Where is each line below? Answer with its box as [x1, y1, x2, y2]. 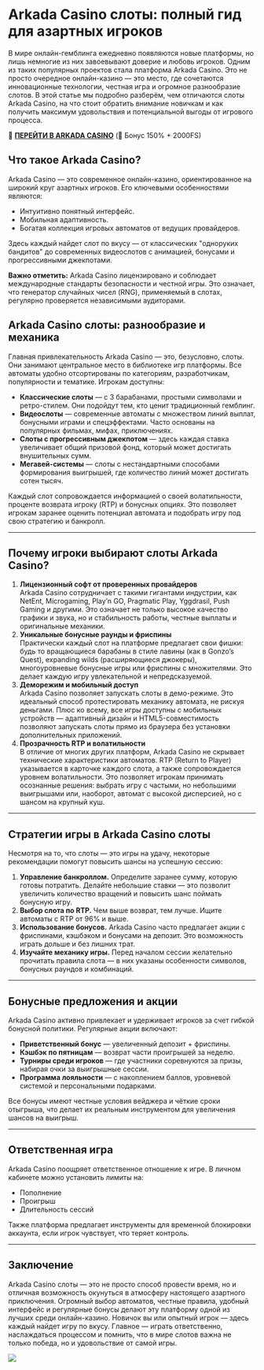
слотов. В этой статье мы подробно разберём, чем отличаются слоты [8, 90, 245, 99]
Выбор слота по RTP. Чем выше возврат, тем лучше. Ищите [19, 906, 222, 915]
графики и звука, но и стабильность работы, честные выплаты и [19, 613, 237, 623]
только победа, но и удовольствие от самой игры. [8, 1338, 178, 1347]
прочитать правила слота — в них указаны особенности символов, [19, 956, 247, 966]
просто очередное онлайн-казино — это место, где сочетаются [8, 73, 224, 83]
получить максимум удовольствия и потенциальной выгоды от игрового [8, 106, 254, 116]
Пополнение [19, 1188, 62, 1197]
